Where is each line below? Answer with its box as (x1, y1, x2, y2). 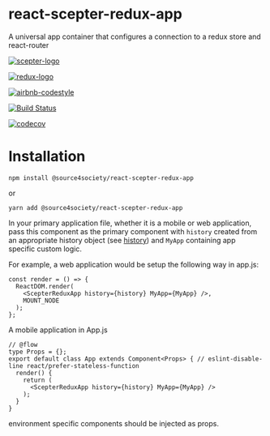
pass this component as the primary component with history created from (8, 226, 258, 236)
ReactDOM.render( (15, 282, 75, 290)
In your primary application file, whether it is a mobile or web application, (8, 218, 252, 228)
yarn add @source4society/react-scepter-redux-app (8, 203, 183, 212)
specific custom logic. (8, 244, 83, 254)
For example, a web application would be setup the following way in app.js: (8, 259, 259, 269)
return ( (23, 376, 53, 384)
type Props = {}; (8, 348, 67, 356)
